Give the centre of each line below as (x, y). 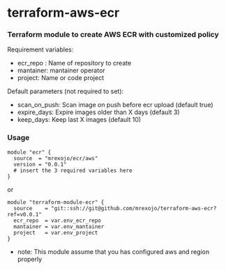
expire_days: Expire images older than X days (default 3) (98, 112)
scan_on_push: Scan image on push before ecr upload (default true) (115, 105)
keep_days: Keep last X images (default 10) (79, 120)
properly (30, 259)
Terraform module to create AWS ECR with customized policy (113, 35)
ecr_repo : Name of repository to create (74, 63)
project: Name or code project (61, 78)
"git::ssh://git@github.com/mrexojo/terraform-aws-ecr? (134, 208)
